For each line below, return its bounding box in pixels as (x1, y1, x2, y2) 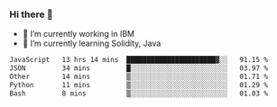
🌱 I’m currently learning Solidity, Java (22, 38, 162, 49)
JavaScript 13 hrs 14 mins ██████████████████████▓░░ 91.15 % (9, 56, 269, 65)
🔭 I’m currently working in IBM (22, 29, 135, 40)
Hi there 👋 (9, 8, 54, 21)
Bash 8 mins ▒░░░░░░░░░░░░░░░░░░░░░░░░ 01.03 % (9, 89, 269, 98)
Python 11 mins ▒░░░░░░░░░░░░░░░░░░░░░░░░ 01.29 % (9, 80, 269, 89)
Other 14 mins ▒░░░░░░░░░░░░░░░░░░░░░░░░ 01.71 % (9, 72, 269, 82)
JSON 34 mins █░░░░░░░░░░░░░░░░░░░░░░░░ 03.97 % (9, 64, 269, 73)
